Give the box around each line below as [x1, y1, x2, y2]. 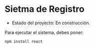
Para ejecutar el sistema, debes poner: [4, 29, 84, 35]
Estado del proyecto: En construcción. [11, 20, 91, 26]
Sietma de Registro [4, 3, 85, 15]
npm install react [4, 39, 43, 44]
